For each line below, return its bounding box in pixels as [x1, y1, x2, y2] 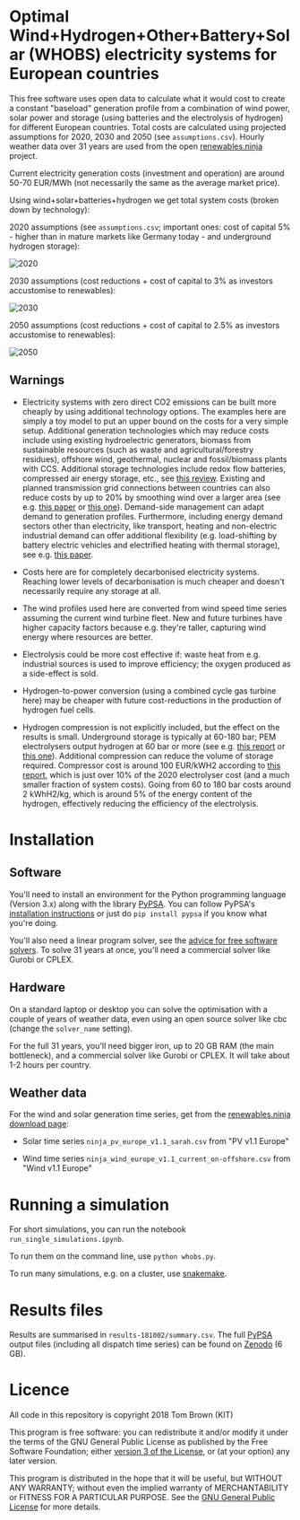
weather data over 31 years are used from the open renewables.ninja [9, 141, 263, 152]
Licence [9, 1380, 70, 1401]
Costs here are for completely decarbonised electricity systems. [21, 566, 260, 577]
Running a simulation [9, 1194, 170, 1215]
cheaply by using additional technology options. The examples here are [21, 406, 287, 416]
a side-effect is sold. [21, 668, 99, 678]
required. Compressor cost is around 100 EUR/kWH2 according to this [21, 760, 281, 771]
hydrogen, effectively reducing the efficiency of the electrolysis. [21, 798, 259, 808]
